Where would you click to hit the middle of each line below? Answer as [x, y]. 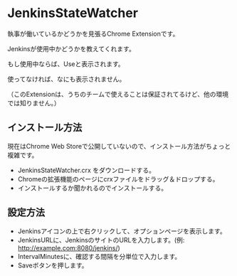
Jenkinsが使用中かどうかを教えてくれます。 [71, 48]
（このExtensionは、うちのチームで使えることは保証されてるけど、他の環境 [118, 94]
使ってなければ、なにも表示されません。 [67, 79]
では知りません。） [34, 103]
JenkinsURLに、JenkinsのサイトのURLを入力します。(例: [101, 240]
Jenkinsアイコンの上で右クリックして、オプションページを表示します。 [122, 231]
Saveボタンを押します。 [53, 265]
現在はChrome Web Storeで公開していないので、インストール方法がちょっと [119, 146]
